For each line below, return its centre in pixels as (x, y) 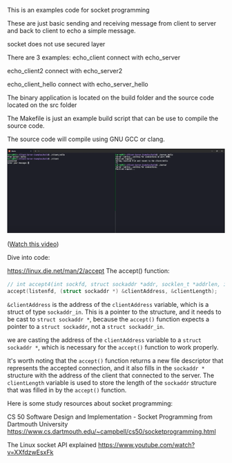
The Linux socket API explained (52, 445)
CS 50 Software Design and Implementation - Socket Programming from (110, 417)
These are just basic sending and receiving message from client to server (112, 23)
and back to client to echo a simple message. (71, 31)
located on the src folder (42, 105)
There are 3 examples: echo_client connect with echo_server (94, 57)
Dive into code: (29, 257)
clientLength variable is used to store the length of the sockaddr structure (112, 383)
